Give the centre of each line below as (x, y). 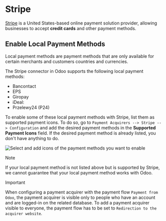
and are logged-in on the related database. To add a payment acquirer (77, 202)
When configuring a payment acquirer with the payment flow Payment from (82, 192)
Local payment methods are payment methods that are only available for (80, 56)
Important (15, 182)
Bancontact (24, 86)
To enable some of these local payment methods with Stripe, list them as (80, 117)
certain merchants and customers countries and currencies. (67, 61)
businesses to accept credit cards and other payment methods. (71, 28)
